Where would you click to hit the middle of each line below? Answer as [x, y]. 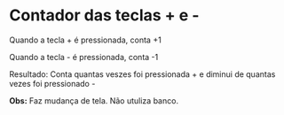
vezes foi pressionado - [52, 83]
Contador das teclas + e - [104, 15]
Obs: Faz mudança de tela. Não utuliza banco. [94, 100]
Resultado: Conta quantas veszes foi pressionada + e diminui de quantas [142, 74]
